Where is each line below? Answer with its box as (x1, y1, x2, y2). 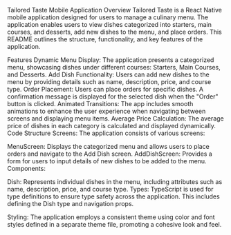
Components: (7, 165, 46, 172)
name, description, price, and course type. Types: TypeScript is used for (7, 185, 214, 193)
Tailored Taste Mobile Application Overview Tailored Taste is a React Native (7, 6, 223, 14)
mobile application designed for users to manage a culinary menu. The (7, 13, 209, 21)
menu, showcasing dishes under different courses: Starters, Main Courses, (7, 63, 221, 71)
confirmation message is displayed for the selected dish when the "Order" (7, 92, 219, 101)
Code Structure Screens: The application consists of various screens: (7, 129, 205, 137)
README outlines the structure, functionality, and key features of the (7, 35, 203, 43)
